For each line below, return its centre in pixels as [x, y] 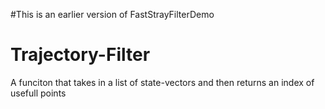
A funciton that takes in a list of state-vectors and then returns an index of [162, 82]
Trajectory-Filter [80, 55]
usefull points [38, 93]
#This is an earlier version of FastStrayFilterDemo [112, 14]
